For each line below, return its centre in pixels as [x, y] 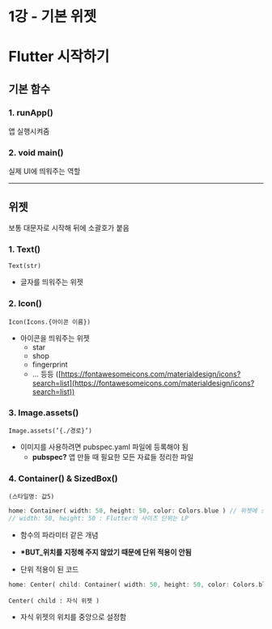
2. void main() [36, 152]
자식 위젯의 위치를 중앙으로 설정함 [73, 617]
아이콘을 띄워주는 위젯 [55, 338]
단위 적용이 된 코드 [49, 569]
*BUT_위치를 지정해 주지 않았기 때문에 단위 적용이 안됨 [106, 552]
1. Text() [24, 249]
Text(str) [25, 266]
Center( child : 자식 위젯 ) [54, 601]
